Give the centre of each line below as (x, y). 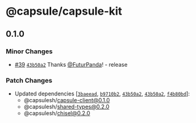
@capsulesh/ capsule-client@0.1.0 (67, 100)
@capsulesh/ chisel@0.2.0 (57, 113)
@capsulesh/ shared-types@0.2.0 (67, 107)
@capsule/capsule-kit (64, 11)
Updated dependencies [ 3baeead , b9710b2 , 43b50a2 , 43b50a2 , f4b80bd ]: (102, 94)
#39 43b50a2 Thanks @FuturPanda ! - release (71, 64)
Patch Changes (29, 80)
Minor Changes (29, 51)
